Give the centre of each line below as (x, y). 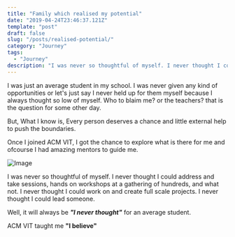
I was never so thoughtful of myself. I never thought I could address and (111, 176)
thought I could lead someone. (51, 199)
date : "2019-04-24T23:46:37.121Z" (58, 20)
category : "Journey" (37, 46)
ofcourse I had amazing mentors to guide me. (73, 149)
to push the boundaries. (42, 128)
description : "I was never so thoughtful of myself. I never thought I (114, 66)
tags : (15, 53)
